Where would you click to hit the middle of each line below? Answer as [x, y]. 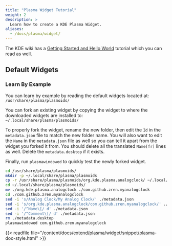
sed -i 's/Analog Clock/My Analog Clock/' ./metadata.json [70, 199]
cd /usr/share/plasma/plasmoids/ [41, 171]
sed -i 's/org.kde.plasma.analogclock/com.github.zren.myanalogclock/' [83, 204]
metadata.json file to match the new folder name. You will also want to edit [84, 135]
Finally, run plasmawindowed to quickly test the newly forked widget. [76, 161]
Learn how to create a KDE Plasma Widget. [56, 24]
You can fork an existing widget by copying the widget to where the [77, 110]
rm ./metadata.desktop [29, 218]
